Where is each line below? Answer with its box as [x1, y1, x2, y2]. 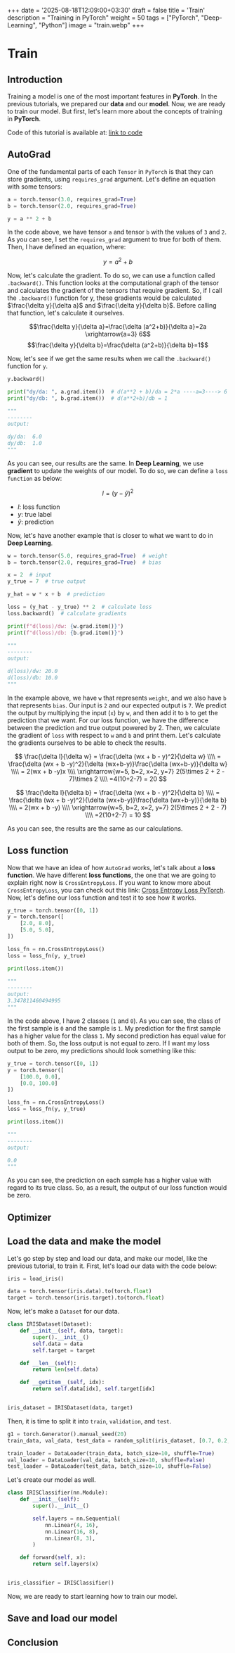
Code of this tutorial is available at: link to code [7, 128, 142, 137]
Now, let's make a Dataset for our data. [7, 1307, 120, 1316]
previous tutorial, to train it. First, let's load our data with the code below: [7, 1262, 217, 1270]
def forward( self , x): [20, 1554, 86, 1561]
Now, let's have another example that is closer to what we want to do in [7, 531, 213, 539]
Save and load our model [7, 1612, 118, 1625]
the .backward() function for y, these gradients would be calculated [7, 294, 202, 302]
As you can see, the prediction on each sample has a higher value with [7, 1176, 212, 1185]
